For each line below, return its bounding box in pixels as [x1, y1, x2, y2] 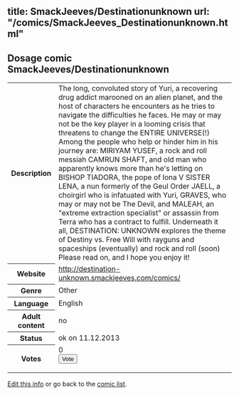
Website [16, 269, 46, 279]
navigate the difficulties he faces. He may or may [58, 110, 222, 120]
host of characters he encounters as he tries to [58, 101, 215, 111]
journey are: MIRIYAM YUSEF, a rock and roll [58, 146, 208, 156]
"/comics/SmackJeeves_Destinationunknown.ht [7, 17, 228, 29]
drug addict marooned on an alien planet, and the [58, 93, 223, 102]
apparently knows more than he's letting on [58, 164, 203, 174]
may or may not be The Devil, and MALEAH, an [58, 199, 215, 209]
